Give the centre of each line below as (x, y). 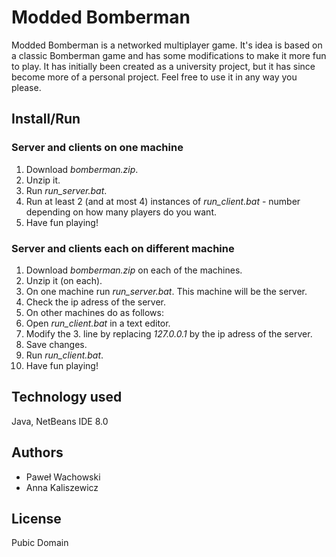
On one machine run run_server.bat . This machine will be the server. (166, 291)
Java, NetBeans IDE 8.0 (60, 421)
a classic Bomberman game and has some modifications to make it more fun (169, 55)
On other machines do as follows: (94, 312)
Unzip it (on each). (64, 280)
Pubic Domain (40, 543)
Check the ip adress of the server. (95, 302)
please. (26, 87)
